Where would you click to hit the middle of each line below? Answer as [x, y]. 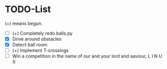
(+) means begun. [24, 23]
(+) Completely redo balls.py [42, 33]
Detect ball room [30, 45]
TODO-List [28, 9]
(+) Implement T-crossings [40, 50]
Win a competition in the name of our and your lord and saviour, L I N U [87, 56]
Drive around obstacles [37, 39]
